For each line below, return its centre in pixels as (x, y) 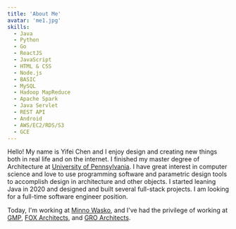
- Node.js (28, 73)
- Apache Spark (36, 99)
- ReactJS (28, 54)
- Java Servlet (36, 106)
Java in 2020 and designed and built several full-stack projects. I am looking (118, 189)
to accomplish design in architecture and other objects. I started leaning (112, 182)
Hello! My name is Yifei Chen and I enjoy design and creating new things (112, 151)
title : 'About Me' (34, 14)
